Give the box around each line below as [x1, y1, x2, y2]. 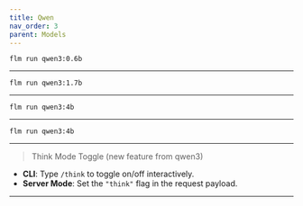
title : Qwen [9, 13, 54, 22]
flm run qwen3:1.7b [9, 78, 83, 88]
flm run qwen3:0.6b [9, 55, 83, 64]
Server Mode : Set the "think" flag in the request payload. [22, 178, 238, 189]
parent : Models [9, 30, 67, 39]
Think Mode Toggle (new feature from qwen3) [31, 151, 204, 162]
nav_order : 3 [9, 22, 59, 31]
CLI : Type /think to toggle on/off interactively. [22, 168, 195, 180]
